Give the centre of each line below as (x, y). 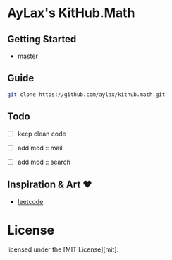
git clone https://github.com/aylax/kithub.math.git (86, 94)
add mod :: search (44, 162)
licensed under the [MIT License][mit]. (63, 249)
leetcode (30, 201)
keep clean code (42, 134)
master (28, 56)
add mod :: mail (40, 148)
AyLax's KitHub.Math (71, 13)
